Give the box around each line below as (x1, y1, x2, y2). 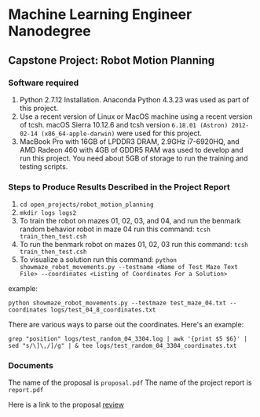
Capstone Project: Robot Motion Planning (8, 54, 215, 67)
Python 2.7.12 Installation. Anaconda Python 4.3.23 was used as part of (19, 94, 250, 104)
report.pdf (8, 386, 44, 394)
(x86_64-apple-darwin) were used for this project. (40, 128, 202, 138)
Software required (8, 77, 79, 88)
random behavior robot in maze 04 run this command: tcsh (19, 224, 211, 234)
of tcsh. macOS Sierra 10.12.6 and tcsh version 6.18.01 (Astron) (19, 120, 229, 129)
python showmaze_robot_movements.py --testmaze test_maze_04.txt (8, 299, 226, 308)
